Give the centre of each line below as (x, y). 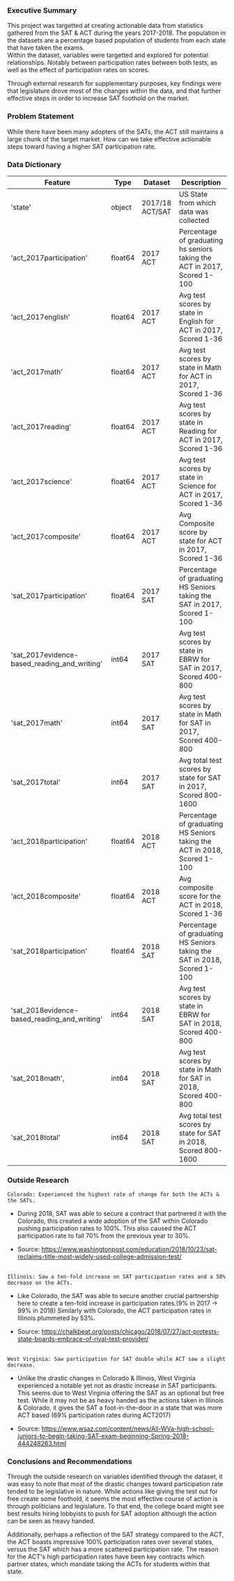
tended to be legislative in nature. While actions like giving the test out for (112, 1491)
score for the (200, 896)
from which (197, 203)
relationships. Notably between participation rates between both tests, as (112, 63)
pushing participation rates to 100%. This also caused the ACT (107, 1228)
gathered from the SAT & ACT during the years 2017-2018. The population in (117, 33)
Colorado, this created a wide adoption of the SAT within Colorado (112, 1221)
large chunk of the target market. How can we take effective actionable (109, 139)
